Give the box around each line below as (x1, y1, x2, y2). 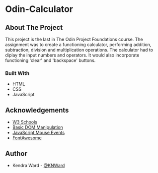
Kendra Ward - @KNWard (12, 162, 65, 168)
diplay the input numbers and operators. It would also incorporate (5, 52, 140, 58)
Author (5, 149, 27, 158)
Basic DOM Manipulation (12, 124, 63, 130)
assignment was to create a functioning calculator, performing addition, (5, 42, 152, 48)
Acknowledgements (5, 106, 69, 115)
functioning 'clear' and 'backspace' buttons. (5, 58, 96, 63)
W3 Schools (12, 119, 38, 125)
